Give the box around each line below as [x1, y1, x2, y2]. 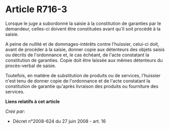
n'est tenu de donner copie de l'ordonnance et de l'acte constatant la [5, 78, 151, 84]
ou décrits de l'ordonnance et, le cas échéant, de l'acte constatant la [5, 52, 149, 58]
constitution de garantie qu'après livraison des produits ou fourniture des [5, 83, 159, 89]
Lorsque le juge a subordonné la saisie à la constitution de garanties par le [5, 20, 161, 26]
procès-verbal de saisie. [5, 62, 56, 69]
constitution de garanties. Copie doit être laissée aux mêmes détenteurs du [5, 57, 163, 63]
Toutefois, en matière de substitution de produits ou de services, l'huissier [5, 72, 161, 78]
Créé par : [5, 108, 25, 114]
